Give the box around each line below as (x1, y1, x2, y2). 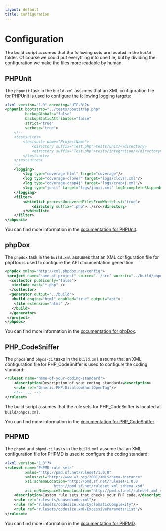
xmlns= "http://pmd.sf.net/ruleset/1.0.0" (25, 470, 112, 475)
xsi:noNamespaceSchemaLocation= (25, 488, 92, 493)
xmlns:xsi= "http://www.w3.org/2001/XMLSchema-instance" (25, 474, 142, 479)
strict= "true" (25, 121, 54, 126)
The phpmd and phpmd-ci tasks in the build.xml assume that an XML (5, 446, 142, 452)
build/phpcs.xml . (5, 409, 40, 415)
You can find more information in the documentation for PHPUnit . (5, 226, 138, 232)
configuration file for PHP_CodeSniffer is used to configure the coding (5, 361, 148, 367)
